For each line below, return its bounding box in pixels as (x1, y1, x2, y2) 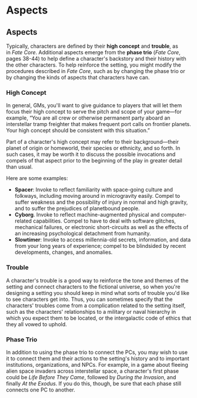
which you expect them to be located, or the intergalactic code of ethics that (6, 314, 191, 321)
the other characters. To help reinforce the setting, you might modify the (6, 61, 181, 68)
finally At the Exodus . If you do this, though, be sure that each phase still (6, 380, 181, 387)
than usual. (6, 163, 34, 171)
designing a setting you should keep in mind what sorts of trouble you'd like (6, 289, 190, 296)
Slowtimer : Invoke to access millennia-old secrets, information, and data (14, 236, 191, 243)
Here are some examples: (6, 175, 69, 182)
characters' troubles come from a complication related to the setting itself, (6, 301, 186, 309)
